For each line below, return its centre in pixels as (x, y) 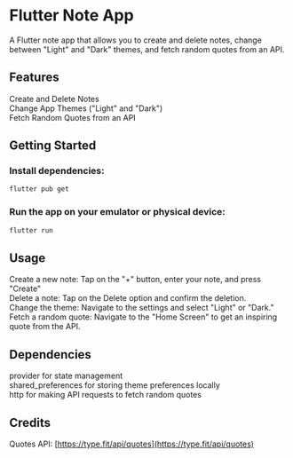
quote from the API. (45, 327)
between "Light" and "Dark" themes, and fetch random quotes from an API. (147, 49)
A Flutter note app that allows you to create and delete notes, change (135, 40)
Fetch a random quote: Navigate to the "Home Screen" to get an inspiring (143, 317)
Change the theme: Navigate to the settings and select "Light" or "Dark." (142, 308)
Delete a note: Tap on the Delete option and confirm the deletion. (128, 298)
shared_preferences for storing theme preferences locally (115, 385)
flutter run (31, 230)
